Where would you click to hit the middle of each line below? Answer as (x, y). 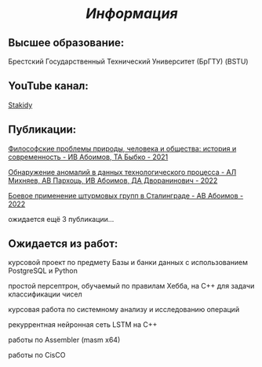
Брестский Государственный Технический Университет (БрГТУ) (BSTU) (128, 61)
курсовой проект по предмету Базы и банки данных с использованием (128, 263)
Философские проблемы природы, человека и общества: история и (122, 148)
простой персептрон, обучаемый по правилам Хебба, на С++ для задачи (131, 286)
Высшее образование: (66, 43)
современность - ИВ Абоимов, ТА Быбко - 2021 (88, 157)
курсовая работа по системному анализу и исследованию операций (124, 310)
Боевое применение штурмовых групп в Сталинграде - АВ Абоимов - (126, 195)
